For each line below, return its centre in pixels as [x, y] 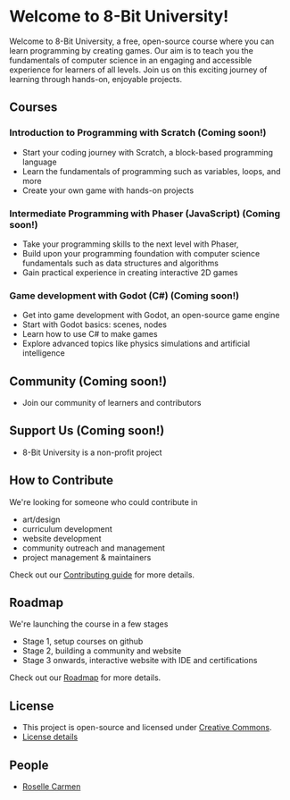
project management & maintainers [87, 557]
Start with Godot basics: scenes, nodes [95, 324]
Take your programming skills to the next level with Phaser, [130, 244]
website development [62, 538]
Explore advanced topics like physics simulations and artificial [136, 344]
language [39, 162]
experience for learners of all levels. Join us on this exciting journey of [138, 70]
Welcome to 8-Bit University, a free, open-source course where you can [142, 41]
